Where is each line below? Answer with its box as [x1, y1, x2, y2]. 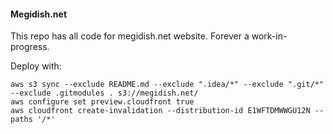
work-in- [251, 30, 288, 42]
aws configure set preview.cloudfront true [10, 97, 195, 107]
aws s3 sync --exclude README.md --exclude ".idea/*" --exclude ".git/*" [10, 80, 325, 90]
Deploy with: [10, 60, 62, 72]
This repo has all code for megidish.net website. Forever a [10, 30, 250, 42]
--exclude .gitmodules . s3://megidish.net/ [10, 88, 199, 99]
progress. [10, 41, 50, 53]
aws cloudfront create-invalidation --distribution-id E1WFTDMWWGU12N [10, 106, 311, 116]
